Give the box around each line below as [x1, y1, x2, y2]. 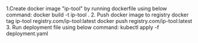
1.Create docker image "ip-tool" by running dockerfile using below [6, 5, 167, 12]
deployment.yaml [6, 30, 48, 37]
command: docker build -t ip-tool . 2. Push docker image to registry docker [6, 11, 189, 18]
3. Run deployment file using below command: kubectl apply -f [6, 24, 160, 31]
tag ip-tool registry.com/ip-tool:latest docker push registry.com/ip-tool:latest [6, 18, 193, 24]
